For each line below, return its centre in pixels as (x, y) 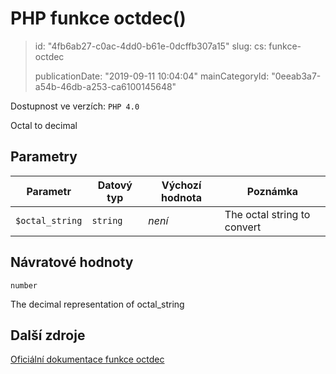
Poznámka (272, 191)
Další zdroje (48, 335)
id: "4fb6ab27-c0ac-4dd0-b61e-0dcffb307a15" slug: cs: (150, 46)
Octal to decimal (44, 125)
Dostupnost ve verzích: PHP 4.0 (75, 106)
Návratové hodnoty (72, 262)
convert (243, 227)
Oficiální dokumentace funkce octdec (87, 359)
